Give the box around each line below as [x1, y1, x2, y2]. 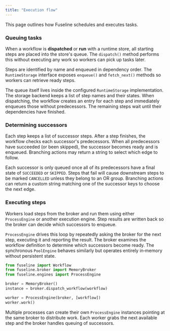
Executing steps [5, 199, 46, 206]
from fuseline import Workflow [5, 263, 72, 268]
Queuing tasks [5, 34, 42, 41]
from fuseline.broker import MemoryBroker [5, 267, 96, 272]
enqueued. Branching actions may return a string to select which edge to [5, 149, 158, 155]
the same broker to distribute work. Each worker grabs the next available [5, 314, 157, 321]
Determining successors [5, 121, 67, 128]
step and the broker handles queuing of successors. [5, 320, 115, 326]
